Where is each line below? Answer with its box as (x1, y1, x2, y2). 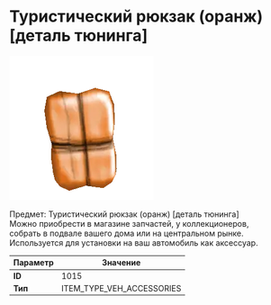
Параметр (13, 257, 54, 268)
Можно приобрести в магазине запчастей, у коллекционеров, (9, 218, 249, 229)
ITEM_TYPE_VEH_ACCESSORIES (61, 283, 182, 293)
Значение (102, 257, 141, 268)
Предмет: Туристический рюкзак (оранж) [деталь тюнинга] (9, 209, 240, 220)
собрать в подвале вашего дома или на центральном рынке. (9, 228, 245, 238)
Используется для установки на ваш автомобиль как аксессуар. (9, 237, 258, 248)
